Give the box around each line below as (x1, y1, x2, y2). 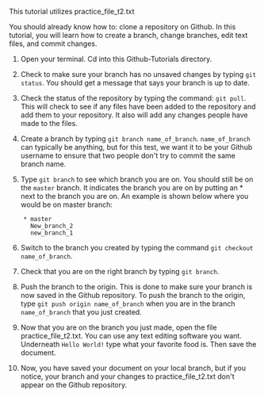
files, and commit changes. (9, 39, 98, 48)
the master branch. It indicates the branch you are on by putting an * (20, 183, 244, 193)
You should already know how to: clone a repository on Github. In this (9, 22, 236, 31)
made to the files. (20, 119, 78, 128)
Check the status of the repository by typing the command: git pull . (20, 94, 247, 102)
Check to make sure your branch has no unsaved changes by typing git (20, 70, 257, 78)
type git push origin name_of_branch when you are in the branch (20, 299, 236, 308)
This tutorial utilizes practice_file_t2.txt (9, 7, 135, 16)
